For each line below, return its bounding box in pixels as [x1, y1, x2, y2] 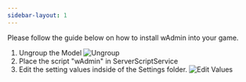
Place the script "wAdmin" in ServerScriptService [18, 56, 179, 66]
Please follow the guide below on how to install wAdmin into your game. [7, 33, 239, 42]
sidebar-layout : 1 [7, 11, 67, 20]
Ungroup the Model [18, 48, 82, 57]
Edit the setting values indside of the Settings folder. [18, 64, 188, 74]
